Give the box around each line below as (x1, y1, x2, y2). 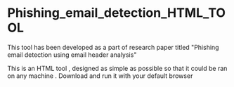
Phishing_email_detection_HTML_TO (7, 5, 226, 21)
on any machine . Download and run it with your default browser (7, 72, 193, 80)
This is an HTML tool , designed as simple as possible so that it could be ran (7, 64, 228, 72)
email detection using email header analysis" (7, 51, 137, 59)
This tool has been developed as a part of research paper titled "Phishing (7, 43, 219, 51)
